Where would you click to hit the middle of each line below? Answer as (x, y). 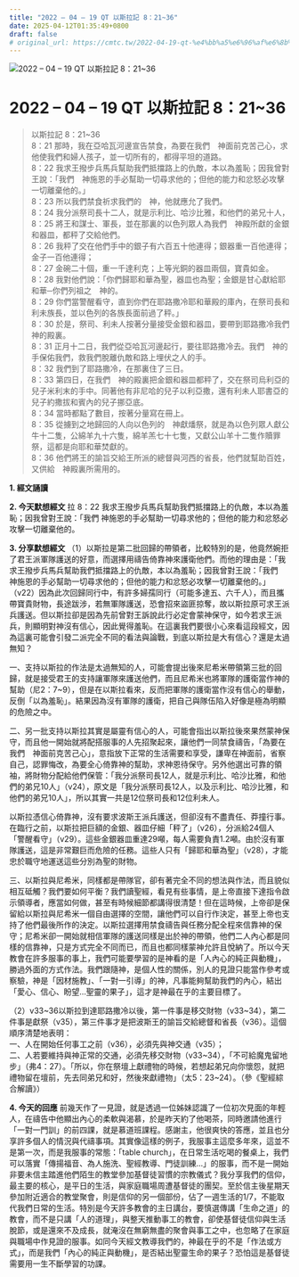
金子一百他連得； (62, 257)
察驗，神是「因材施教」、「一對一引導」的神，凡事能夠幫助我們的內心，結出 (145, 981)
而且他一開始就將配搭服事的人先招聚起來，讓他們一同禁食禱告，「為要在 (155, 742)
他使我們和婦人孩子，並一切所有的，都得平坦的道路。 (129, 157)
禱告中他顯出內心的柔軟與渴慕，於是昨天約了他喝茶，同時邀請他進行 (157, 1119)
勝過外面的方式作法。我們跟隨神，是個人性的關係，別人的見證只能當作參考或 (149, 969)
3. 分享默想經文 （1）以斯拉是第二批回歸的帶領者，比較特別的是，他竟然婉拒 (149, 548)
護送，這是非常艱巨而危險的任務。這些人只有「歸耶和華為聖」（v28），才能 (153, 850)
